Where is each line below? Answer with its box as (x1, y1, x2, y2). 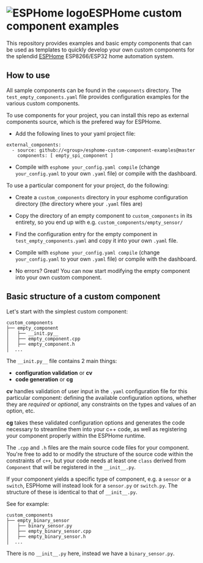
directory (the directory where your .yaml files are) (15, 200, 143, 207)
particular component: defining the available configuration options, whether (6, 394, 197, 401)
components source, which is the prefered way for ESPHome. (6, 118, 162, 125)
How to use (6, 71, 50, 81)
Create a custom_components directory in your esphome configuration (15, 193, 188, 201)
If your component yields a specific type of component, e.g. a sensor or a (6, 475, 191, 483)
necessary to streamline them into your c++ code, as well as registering (6, 425, 187, 432)
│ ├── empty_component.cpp (6, 335, 81, 342)
